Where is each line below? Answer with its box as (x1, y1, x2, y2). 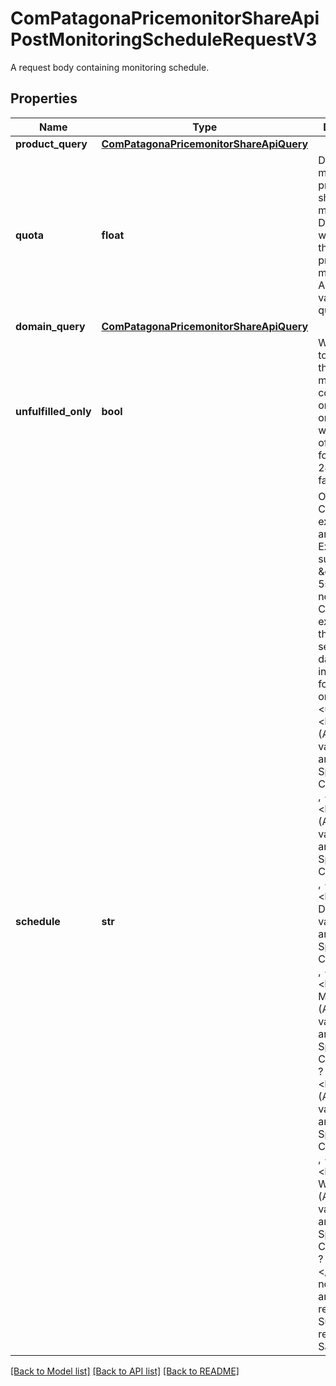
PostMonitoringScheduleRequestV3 (10, 28, 318, 51)
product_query (15, 137, 88, 151)
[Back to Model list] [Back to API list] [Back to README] (10, 1365, 240, 1377)
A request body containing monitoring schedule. (10, 61, 210, 73)
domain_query (15, 319, 86, 333)
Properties (10, 90, 78, 107)
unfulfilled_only (15, 404, 92, 418)
